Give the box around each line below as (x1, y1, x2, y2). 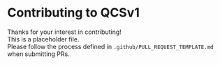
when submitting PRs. (7, 50, 70, 58)
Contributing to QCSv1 (7, 5, 140, 21)
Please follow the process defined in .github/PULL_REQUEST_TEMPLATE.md (7, 42, 214, 50)
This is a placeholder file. (7, 35, 80, 43)
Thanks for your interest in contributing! (7, 28, 122, 36)
